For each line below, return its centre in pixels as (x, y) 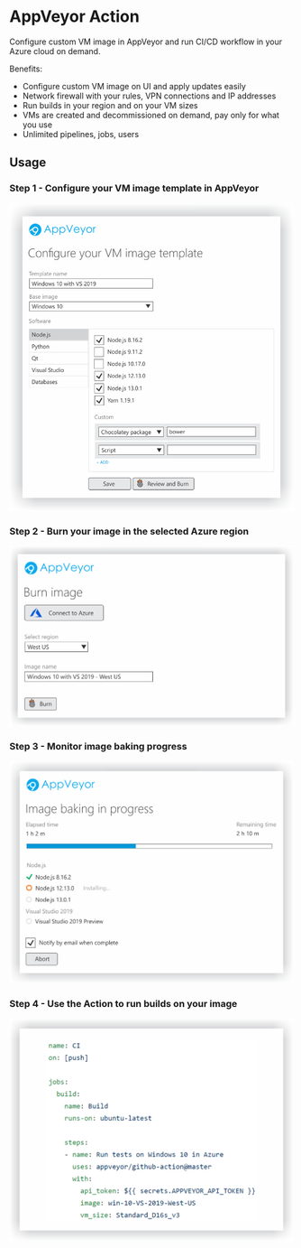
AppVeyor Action (74, 17)
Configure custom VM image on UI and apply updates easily (134, 86)
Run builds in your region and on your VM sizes (110, 105)
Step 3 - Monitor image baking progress (98, 746)
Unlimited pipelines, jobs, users (81, 134)
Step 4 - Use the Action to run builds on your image (123, 1003)
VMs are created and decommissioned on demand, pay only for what (150, 115)
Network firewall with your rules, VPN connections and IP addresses (149, 96)
